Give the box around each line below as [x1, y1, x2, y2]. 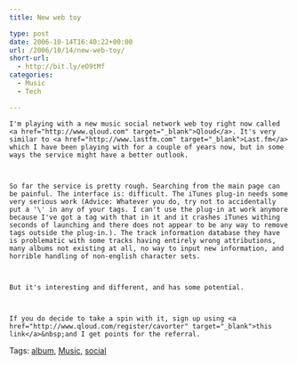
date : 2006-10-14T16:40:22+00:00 [9, 37, 133, 46]
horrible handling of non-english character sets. [9, 251, 201, 261]
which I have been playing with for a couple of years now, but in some [9, 142, 285, 151]
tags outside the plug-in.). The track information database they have [9, 228, 280, 237]
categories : [9, 70, 53, 80]
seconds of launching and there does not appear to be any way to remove [9, 220, 289, 230]
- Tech [17, 86, 42, 96]
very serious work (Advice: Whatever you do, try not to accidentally [9, 197, 277, 206]
